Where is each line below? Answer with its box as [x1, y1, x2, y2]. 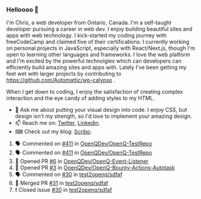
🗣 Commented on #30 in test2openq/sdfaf [14, 171, 123, 178]
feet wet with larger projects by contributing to [6, 70, 122, 78]
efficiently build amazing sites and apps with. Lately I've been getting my [6, 64, 187, 71]
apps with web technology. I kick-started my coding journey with [6, 32, 167, 39]
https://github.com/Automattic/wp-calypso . [6, 76, 116, 84]
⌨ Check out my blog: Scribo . [14, 128, 92, 135]
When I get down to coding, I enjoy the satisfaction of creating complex [6, 88, 184, 96]
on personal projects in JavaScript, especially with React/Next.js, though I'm [6, 44, 196, 52]
